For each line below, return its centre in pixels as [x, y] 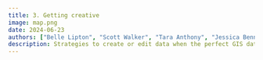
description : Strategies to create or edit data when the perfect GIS [126, 44]
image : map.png [33, 23]
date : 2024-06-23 [36, 30]
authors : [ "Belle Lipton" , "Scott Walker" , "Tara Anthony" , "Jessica [124, 37]
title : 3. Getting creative [54, 15]
